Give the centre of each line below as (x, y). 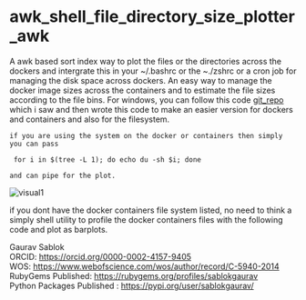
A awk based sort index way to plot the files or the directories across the (146, 61)
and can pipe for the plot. (63, 175)
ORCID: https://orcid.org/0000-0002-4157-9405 (101, 256)
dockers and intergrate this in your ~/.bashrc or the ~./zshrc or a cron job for (153, 71)
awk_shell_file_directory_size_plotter (153, 17)
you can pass (34, 144)
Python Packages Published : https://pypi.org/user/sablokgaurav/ (132, 285)
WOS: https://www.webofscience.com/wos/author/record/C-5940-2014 (144, 266)
